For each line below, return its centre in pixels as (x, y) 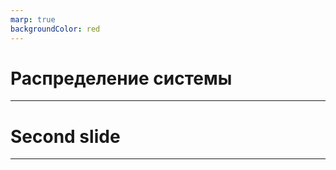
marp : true (33, 19)
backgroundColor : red (55, 29)
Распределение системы (121, 78)
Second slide (65, 136)
